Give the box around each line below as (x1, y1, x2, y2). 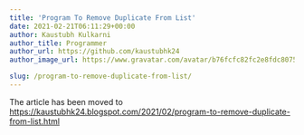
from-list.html (9, 115, 61, 127)
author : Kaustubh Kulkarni (9, 30, 111, 39)
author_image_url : (9, 55, 79, 64)
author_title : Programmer (9, 38, 107, 48)
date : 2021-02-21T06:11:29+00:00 (9, 22, 136, 31)
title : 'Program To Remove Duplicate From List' (9, 13, 196, 23)
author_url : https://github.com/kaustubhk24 (9, 47, 180, 56)
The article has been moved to (9, 96, 124, 107)
